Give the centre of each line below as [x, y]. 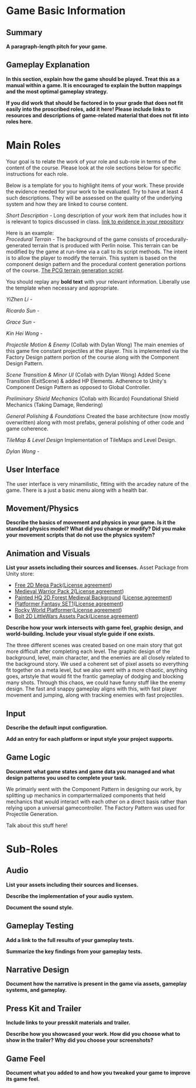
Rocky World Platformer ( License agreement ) [68, 610]
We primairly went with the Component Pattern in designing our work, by [94, 789]
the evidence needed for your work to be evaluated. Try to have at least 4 [95, 191]
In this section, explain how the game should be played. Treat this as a [93, 79]
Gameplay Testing [40, 926]
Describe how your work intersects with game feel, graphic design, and [94, 628]
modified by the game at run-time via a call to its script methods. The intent [97, 251]
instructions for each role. [37, 174]
